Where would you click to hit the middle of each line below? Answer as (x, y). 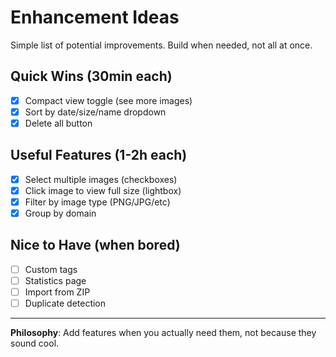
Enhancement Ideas (95, 17)
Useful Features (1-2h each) (99, 155)
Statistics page (55, 280)
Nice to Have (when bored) (95, 245)
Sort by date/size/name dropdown (95, 112)
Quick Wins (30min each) (91, 76)
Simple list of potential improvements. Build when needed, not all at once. (161, 45)
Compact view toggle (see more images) (108, 100)
